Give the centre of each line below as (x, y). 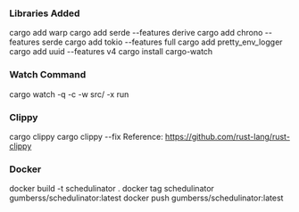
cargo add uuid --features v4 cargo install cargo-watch (111, 52)
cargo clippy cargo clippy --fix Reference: (86, 136)
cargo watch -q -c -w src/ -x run (69, 94)
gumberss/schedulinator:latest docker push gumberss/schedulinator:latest (146, 198)
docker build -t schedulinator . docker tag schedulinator (112, 189)
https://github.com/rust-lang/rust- (227, 136)
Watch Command (48, 75)
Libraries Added (45, 13)
